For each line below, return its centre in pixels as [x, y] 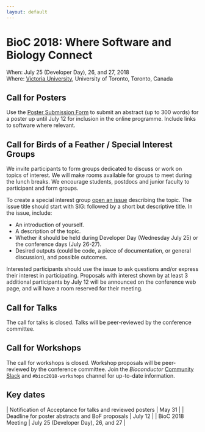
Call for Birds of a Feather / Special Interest [89, 144]
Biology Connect [49, 55]
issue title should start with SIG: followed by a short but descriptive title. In [100, 207]
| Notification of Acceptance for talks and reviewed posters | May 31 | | [95, 409]
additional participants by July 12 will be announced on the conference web [101, 282]
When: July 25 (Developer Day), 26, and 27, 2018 [68, 72]
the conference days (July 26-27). [58, 244]
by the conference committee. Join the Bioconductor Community [112, 369]
